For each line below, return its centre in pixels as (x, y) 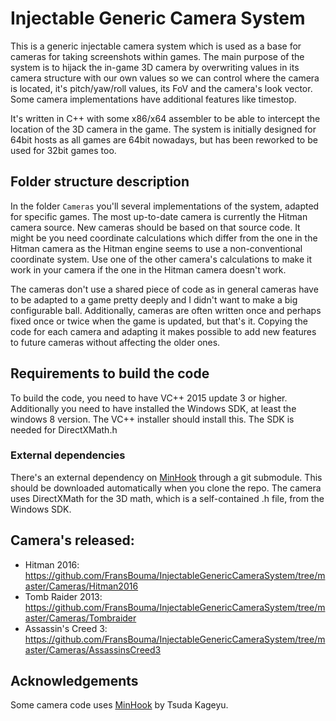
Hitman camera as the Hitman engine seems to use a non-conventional (156, 248)
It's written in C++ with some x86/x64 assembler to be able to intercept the (165, 118)
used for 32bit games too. (63, 150)
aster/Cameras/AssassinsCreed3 (93, 649)
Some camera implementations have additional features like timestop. (153, 99)
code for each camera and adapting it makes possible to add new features (163, 331)
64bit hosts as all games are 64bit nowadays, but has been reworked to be (164, 139)
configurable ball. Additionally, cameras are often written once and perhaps (166, 310)
